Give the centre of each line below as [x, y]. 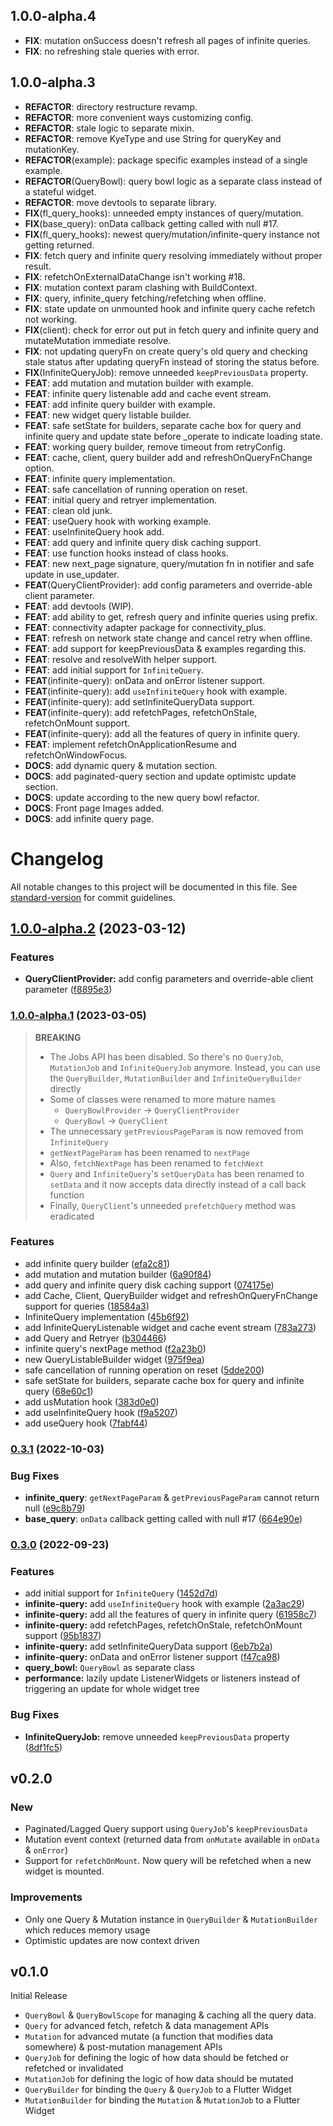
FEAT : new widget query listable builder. [108, 415]
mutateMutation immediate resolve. [98, 340]
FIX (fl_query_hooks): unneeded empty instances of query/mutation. [164, 213]
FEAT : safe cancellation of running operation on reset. [136, 489]
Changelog [57, 858]
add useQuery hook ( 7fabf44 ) [86, 1423]
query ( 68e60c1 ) [59, 1391]
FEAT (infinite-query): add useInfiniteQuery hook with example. [156, 691]
